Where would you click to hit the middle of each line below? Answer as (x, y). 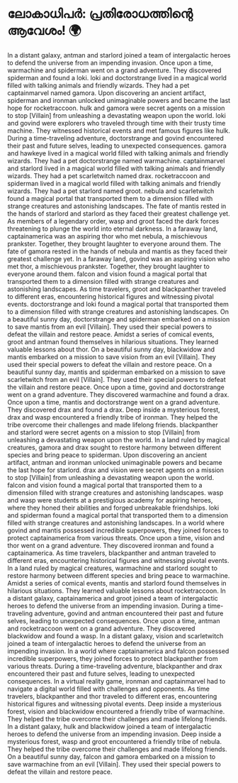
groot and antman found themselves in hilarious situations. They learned (113, 341)
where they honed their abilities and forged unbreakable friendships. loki (113, 508)
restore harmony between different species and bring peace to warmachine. (119, 575)
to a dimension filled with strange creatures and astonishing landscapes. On (118, 312)
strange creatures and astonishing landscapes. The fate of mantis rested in (117, 206)
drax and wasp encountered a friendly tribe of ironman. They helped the (113, 417)
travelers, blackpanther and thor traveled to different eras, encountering (112, 696)
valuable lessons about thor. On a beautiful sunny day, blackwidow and (111, 349)
